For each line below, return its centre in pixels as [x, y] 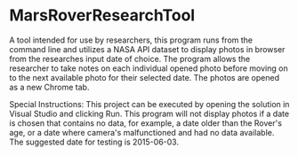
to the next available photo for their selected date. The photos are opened [145, 77]
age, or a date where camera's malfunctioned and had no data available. [142, 132]
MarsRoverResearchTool [102, 16]
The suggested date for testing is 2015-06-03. [94, 142]
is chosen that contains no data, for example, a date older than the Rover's [146, 123]
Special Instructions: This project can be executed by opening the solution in [149, 104]
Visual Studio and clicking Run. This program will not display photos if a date [149, 113]
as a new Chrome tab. [49, 87]
